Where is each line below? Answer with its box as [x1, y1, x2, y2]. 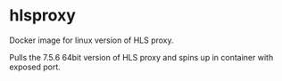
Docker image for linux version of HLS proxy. [9, 35, 174, 45]
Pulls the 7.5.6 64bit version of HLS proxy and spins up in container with [9, 52, 274, 62]
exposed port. [9, 61, 61, 72]
